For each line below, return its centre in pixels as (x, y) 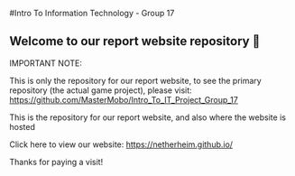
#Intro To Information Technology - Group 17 (92, 13)
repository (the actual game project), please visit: (101, 90)
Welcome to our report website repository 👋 (135, 41)
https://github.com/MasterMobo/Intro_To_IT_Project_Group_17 (124, 99)
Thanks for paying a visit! (56, 162)
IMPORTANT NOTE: (46, 63)
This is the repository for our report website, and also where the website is (148, 117)
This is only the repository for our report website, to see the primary (135, 80)
